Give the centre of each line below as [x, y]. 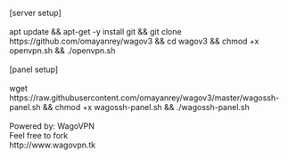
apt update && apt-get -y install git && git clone [95, 32]
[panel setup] [34, 69]
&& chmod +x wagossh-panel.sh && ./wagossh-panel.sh [146, 107]
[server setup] [36, 13]
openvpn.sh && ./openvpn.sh [62, 51]
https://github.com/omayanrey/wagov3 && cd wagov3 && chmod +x [134, 41]
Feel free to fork [39, 135]
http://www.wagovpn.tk [53, 145]
